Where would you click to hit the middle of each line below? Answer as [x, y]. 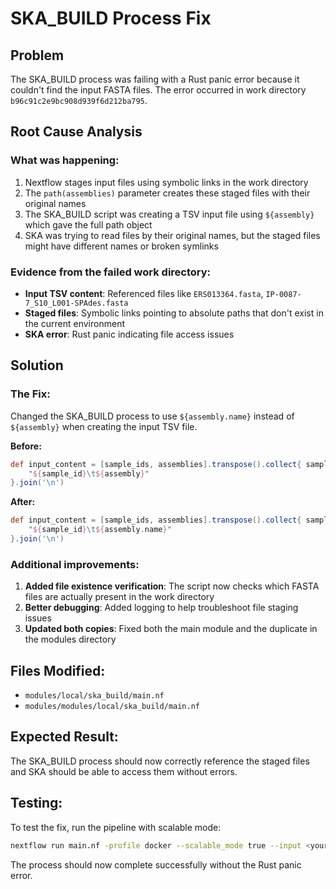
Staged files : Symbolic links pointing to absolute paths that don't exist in [174, 313]
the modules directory [70, 639]
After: [23, 502]
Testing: [36, 803]
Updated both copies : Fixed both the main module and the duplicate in [171, 629]
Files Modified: [58, 670]
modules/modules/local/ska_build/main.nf [112, 707]
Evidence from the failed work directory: [111, 272]
